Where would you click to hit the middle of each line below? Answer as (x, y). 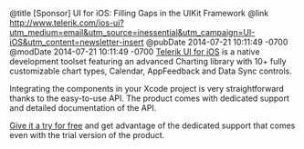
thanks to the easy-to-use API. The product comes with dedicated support (150, 98)
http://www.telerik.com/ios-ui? (67, 23)
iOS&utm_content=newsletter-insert (77, 42)
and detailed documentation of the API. (83, 108)
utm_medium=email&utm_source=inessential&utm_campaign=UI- (132, 32)
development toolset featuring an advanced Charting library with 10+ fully (148, 61)
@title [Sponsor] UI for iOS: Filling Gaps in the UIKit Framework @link (139, 13)
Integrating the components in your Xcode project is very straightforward (147, 89)
